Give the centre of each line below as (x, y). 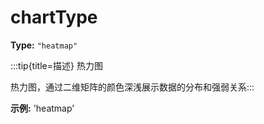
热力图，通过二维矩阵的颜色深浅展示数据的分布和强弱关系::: (132, 87)
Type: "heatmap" (44, 45)
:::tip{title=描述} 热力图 (56, 65)
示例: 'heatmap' (42, 108)
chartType (54, 17)
